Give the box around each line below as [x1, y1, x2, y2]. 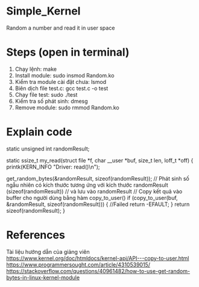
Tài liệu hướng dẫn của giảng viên [6, 248, 90, 255]
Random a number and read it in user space [6, 24, 115, 31]
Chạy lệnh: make [14, 65, 57, 73]
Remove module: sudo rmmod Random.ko [14, 104, 119, 111]
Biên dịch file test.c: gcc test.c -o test [14, 85, 109, 92]
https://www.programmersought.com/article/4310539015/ [6, 261, 151, 268]
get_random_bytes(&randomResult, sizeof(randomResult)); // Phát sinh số [6, 175, 190, 182]
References [6, 228, 65, 242]
